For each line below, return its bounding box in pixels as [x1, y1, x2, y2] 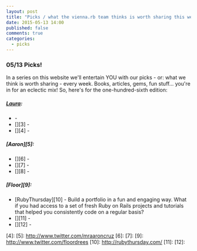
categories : [6, 36, 35, 42]
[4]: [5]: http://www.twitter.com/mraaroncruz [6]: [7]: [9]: [6, 232, 144, 239]
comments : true [6, 30, 43, 36]
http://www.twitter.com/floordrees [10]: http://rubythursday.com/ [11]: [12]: [6, 239, 185, 246]
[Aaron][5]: [6, 140, 35, 147]
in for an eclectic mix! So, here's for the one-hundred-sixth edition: [6, 86, 168, 94]
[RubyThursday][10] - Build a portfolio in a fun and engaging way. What [14, 196, 187, 203]
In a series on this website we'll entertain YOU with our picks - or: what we [6, 74, 186, 81]
